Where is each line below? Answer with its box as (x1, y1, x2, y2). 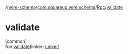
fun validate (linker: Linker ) (5, 43, 60, 49)
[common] (5, 38, 27, 44)
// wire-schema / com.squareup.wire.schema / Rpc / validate (5, 4, 123, 10)
